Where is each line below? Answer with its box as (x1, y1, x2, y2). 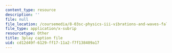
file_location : (5, 21, 38, 27)
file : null (5, 17, 29, 22)
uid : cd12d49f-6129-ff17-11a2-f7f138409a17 (5, 40, 100, 45)
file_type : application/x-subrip (5, 26, 77, 31)
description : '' (5, 12, 40, 17)
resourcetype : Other (5, 31, 50, 36)
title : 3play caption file (5, 36, 63, 41)
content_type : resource (5, 7, 56, 13)
